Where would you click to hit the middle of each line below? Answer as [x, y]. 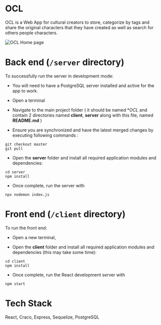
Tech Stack [29, 303]
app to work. [25, 91]
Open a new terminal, [34, 237]
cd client [15, 261]
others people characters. [31, 33]
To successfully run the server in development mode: [59, 76]
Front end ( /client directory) [65, 214]
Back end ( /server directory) [65, 62]
